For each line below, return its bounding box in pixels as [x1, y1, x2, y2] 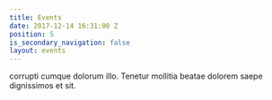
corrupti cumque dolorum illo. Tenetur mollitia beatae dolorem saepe [9, 71, 263, 81]
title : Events [9, 12, 63, 22]
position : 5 [9, 29, 54, 38]
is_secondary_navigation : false [9, 37, 130, 47]
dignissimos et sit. [9, 80, 76, 91]
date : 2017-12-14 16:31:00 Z [9, 21, 118, 30]
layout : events [9, 46, 66, 55]
